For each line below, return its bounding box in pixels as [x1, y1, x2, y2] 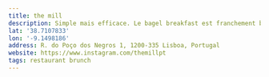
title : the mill [8, 11, 62, 20]
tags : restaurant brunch [8, 57, 91, 65]
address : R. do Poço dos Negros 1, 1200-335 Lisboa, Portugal [8, 42, 220, 50]
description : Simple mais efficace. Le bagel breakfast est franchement [8, 19, 256, 27]
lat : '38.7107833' [8, 26, 70, 34]
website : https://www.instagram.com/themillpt [8, 49, 167, 57]
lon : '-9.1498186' [8, 34, 70, 43]
